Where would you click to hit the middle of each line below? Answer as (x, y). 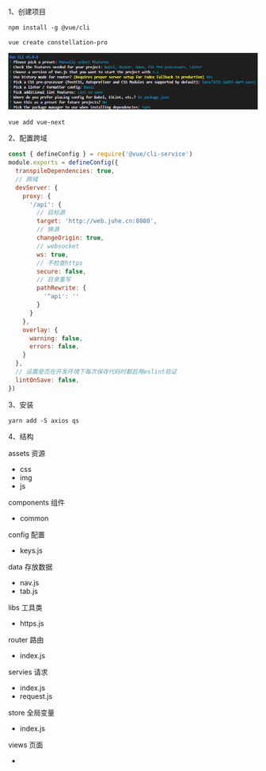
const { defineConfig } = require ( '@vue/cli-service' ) (101, 154)
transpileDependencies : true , (65, 171)
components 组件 (37, 502)
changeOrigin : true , (70, 238)
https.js (32, 623)
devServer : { (37, 188)
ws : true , (53, 255)
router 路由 (26, 639)
